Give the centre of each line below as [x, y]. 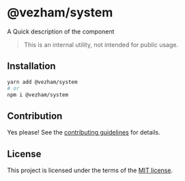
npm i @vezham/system [38, 95]
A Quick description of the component [61, 31]
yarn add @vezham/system [42, 82]
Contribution [35, 116]
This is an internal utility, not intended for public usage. [101, 44]
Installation [31, 66]
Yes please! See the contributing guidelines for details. [84, 133]
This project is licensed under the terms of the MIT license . [90, 170]
